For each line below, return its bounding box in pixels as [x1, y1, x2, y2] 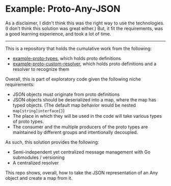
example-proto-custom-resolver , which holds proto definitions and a [12, 61, 157, 67]
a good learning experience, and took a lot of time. [5, 31, 111, 37]
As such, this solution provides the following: [5, 139, 99, 145]
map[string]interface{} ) [12, 108, 65, 114]
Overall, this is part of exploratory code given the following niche [5, 76, 141, 82]
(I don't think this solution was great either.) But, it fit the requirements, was [5, 25, 163, 31]
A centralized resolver [12, 160, 59, 166]
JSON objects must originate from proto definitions [12, 91, 120, 97]
